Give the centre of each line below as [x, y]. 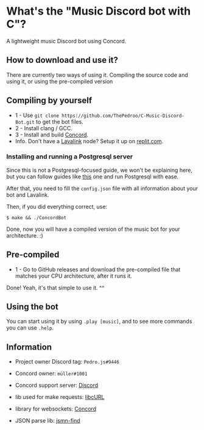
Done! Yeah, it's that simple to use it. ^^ [55, 287]
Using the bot [33, 307]
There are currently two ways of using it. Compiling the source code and [97, 75]
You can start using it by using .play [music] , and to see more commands [99, 322]
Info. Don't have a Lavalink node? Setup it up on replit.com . [89, 141]
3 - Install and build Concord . [52, 135]
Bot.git [25, 122]
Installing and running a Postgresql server [69, 157]
